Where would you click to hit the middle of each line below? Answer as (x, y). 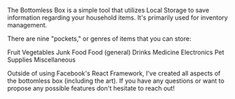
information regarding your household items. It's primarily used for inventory (117, 18)
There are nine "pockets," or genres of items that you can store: (99, 39)
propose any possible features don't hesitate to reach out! (91, 88)
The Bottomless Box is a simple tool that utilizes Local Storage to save (108, 10)
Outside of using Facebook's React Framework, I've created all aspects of (114, 73)
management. (27, 25)
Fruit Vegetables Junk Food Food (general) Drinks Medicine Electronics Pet (116, 52)
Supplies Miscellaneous (41, 60)
